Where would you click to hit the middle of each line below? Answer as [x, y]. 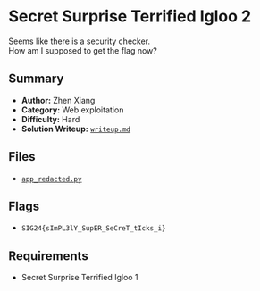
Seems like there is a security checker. [80, 41]
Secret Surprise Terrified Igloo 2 [130, 17]
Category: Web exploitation [72, 110]
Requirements [48, 256]
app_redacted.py [51, 179]
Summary [36, 79]
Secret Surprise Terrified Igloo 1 [80, 278]
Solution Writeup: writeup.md [76, 129]
